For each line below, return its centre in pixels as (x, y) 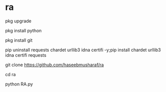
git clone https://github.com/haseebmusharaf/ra (55, 65)
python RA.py (19, 84)
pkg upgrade (18, 21)
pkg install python (23, 30)
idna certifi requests (26, 55)
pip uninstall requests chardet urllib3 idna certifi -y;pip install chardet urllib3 (83, 50)
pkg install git (19, 40)
